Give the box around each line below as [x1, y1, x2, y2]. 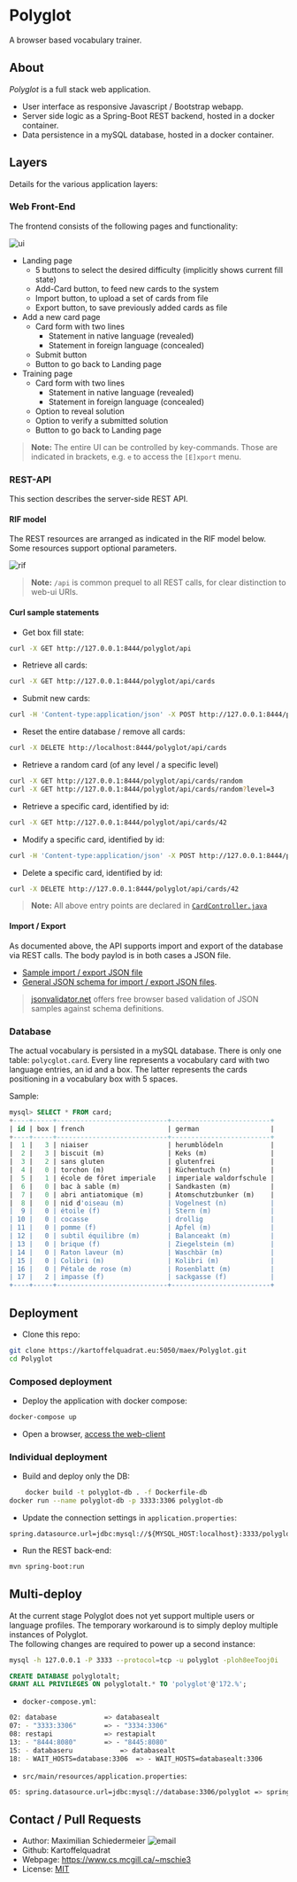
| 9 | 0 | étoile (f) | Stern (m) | [9, 1207, 275, 1215]
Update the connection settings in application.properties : [21, 1512, 237, 1523]
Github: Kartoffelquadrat [21, 1845, 110, 1855]
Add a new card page [21, 311, 101, 322]
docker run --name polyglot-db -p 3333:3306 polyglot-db [9, 1496, 224, 1505]
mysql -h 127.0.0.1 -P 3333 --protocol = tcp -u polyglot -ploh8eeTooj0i [9, 1655, 278, 1665]
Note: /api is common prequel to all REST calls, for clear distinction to [30, 577, 286, 588]
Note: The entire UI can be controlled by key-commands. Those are [30, 441, 278, 452]
